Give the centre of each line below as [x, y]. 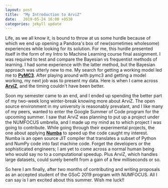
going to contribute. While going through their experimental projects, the [80, 128]
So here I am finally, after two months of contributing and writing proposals [83, 169]
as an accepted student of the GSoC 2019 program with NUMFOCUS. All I [81, 175]
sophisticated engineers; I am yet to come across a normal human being [80, 149]
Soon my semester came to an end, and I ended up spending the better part [83, 96]
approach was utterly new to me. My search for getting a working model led [83, 70]
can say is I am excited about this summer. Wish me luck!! [65, 180]
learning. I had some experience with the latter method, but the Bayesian [80, 65]
